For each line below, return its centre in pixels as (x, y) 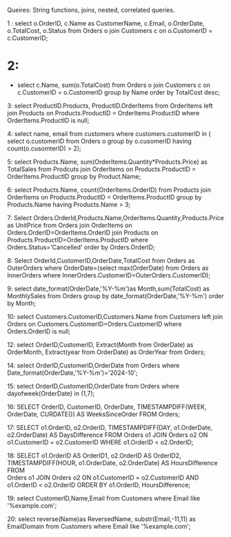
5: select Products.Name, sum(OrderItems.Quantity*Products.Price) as (108, 162)
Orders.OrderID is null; (39, 331)
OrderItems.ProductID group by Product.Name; (74, 176)
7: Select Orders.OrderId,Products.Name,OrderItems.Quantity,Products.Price (115, 217)
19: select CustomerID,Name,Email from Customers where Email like (104, 498)
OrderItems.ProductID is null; (48, 120)
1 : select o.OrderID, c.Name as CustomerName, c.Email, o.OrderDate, (106, 23)
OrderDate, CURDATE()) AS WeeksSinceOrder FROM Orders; (94, 414)
